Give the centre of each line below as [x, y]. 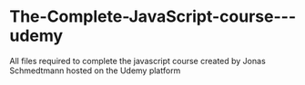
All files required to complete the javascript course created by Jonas [137, 61]
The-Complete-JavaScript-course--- [153, 17]
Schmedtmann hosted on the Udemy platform [95, 71]
